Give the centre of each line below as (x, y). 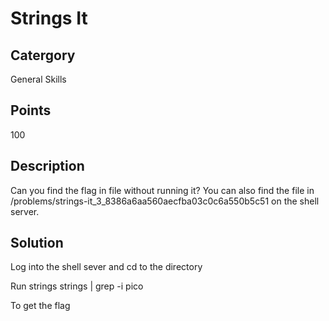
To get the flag (40, 306)
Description (47, 166)
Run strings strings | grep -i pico (77, 286)
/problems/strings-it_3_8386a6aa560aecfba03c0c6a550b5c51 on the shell (165, 201)
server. (25, 211)
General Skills (38, 79)
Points (31, 110)
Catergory (43, 55)
